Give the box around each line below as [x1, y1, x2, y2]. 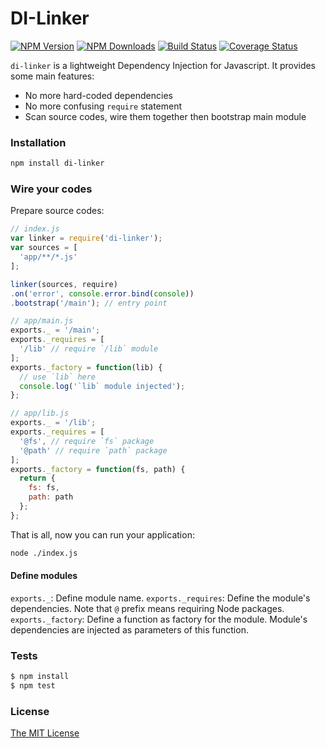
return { [19, 473, 56, 484]
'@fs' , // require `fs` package [19, 436, 155, 446]
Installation [10, 135, 67, 149]
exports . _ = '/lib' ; [10, 418, 97, 428]
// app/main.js [10, 316, 74, 326]
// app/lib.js [10, 408, 70, 419]
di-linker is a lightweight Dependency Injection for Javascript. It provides [10, 59, 317, 71]
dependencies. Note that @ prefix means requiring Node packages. [10, 602, 285, 614]
